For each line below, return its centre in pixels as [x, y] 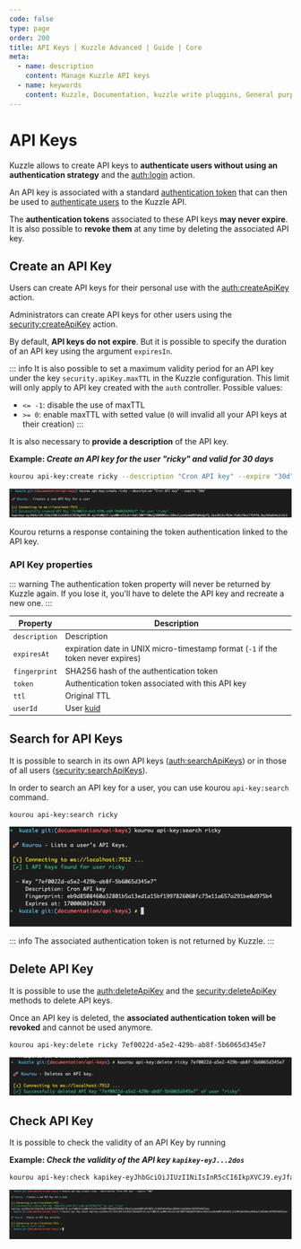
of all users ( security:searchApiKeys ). [78, 770]
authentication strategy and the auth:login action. [102, 174]
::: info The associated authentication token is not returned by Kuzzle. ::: [142, 941]
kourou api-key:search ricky [64, 814]
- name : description [56, 66]
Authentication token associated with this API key [156, 683]
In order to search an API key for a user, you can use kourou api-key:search [149, 787]
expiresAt [31, 654]
